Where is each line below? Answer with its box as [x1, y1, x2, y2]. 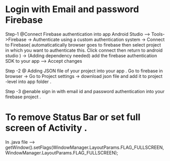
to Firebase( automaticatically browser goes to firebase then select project [5, 42, 161, 48]
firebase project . [5, 94, 41, 100]
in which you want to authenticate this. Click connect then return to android [5, 47, 163, 53]
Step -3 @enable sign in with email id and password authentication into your [5, 88, 165, 94]
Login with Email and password [5, 4, 140, 15]
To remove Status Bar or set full [5, 111, 141, 123]
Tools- [151, 31, 165, 37]
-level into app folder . [5, 78, 52, 85]
